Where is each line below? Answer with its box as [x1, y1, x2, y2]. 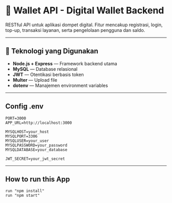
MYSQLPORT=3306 [5, 134, 38, 139]
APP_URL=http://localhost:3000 [5, 120, 72, 125]
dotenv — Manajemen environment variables [12, 82, 109, 88]
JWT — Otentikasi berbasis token [12, 71, 84, 78]
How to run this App [5, 175, 70, 183]
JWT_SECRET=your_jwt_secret [5, 156, 66, 161]
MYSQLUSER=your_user [5, 138, 50, 143]
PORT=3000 [5, 116, 27, 121]
